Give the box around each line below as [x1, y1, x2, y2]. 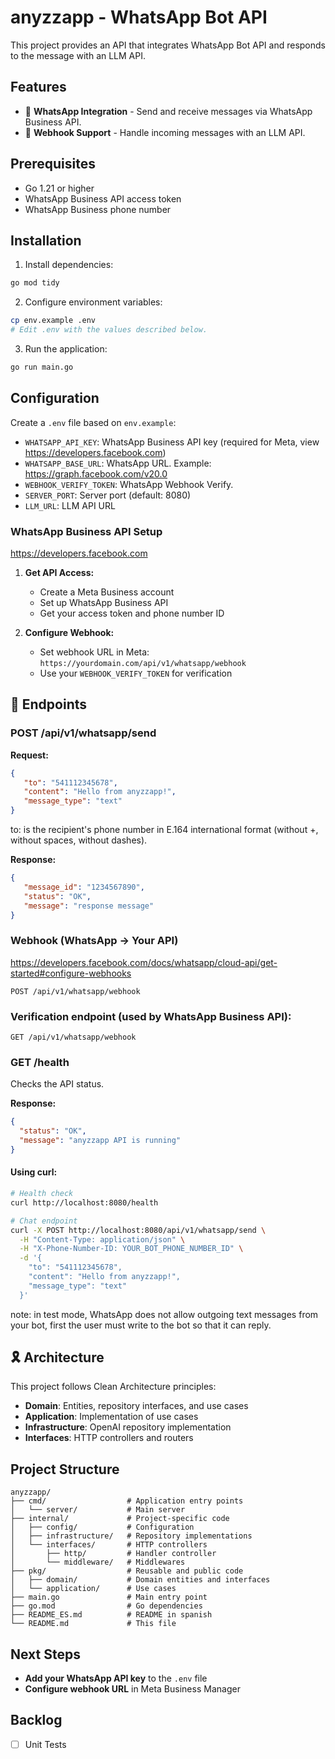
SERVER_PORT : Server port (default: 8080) [24, 489, 192, 501]
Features [10, 79, 67, 96]
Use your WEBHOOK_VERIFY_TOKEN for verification [39, 667, 233, 679]
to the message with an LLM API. [10, 49, 147, 61]
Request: [10, 749, 49, 761]
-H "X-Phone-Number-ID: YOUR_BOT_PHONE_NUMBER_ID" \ [19, 1244, 244, 1254]
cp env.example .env [10, 316, 97, 326]
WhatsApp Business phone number [24, 203, 172, 215]
